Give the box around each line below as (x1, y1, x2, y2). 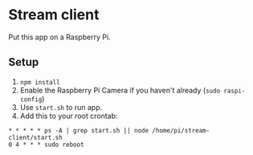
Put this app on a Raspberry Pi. (8, 32, 111, 42)
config (19, 95, 43, 104)
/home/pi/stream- (152, 126, 210, 134)
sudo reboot (43, 141, 84, 149)
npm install (19, 78, 60, 86)
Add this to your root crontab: (19, 111, 118, 120)
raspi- (223, 87, 246, 95)
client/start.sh (8, 133, 63, 141)
